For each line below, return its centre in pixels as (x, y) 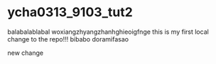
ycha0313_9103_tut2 (70, 12)
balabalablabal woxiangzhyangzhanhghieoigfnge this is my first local (108, 32)
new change (26, 53)
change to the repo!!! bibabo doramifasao (68, 39)
